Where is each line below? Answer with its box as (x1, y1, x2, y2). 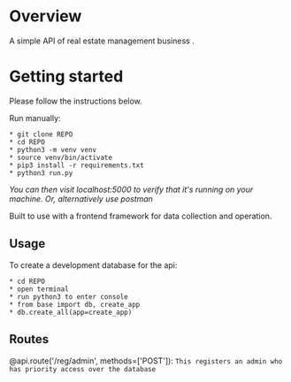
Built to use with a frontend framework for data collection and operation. (9, 210, 272, 221)
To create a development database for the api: (9, 259, 178, 271)
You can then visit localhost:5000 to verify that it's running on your (9, 184, 254, 195)
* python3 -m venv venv (9, 145, 97, 154)
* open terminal (9, 285, 69, 294)
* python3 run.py (9, 168, 73, 178)
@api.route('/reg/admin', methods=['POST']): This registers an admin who (9, 355, 283, 366)
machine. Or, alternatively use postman (9, 193, 153, 204)
